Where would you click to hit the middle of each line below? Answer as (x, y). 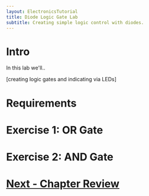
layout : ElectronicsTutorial (42, 11)
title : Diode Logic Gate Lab (42, 17)
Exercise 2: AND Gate (60, 157)
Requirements (41, 103)
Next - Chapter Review (63, 184)
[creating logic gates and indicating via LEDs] (61, 79)
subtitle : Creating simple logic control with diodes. (75, 22)
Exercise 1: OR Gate (55, 130)
